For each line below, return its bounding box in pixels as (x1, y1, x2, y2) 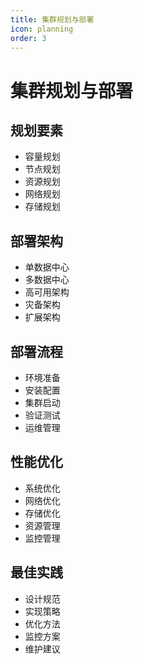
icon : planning (10, 24, 74, 34)
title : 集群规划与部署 (10, 14, 95, 25)
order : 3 (10, 33, 47, 43)
